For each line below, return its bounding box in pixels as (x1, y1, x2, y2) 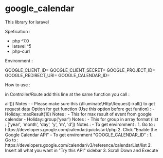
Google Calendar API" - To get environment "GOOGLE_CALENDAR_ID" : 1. (5, 132, 153, 138)
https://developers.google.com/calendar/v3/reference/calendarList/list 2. (5, 142, 152, 148)
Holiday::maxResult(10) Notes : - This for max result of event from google (5, 111, 152, 117)
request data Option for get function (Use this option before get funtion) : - (5, 106, 155, 112)
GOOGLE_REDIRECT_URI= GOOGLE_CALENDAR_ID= (5, 72, 110, 78)
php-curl (12, 48, 30, 54)
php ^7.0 (12, 38, 29, 44)
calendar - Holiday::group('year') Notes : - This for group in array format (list (5, 116, 159, 122)
